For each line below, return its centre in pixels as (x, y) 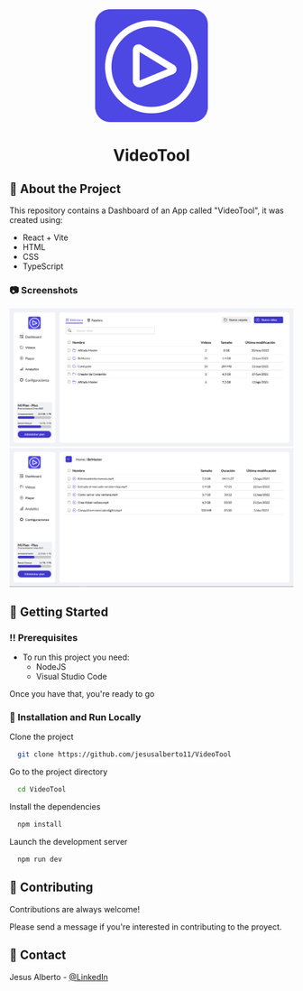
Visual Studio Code (71, 677)
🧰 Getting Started (59, 611)
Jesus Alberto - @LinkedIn (59, 977)
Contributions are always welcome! (75, 909)
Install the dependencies (55, 807)
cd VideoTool (42, 790)
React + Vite (46, 237)
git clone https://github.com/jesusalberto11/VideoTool (124, 755)
